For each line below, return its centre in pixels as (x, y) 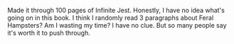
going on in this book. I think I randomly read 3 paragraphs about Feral (111, 18)
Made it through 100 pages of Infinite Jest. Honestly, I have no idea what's (116, 10)
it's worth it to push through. (49, 33)
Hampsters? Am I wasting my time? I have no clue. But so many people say (117, 25)
